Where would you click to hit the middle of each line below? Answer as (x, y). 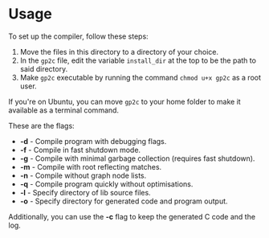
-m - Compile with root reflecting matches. (91, 166)
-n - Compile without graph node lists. (83, 175)
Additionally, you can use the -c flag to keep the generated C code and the (132, 216)
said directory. (44, 68)
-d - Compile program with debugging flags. (93, 141)
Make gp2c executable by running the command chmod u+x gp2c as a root (141, 77)
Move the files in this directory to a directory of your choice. (119, 51)
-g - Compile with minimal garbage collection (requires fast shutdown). (137, 158)
